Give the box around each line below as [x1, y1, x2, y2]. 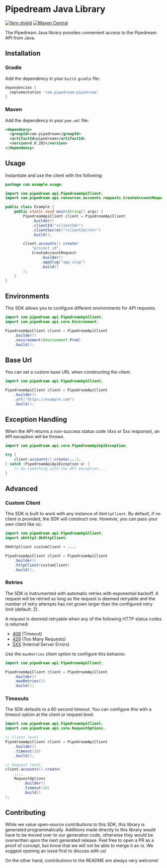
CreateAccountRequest [31, 250, 77, 255]
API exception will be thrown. [5, 434, 65, 440]
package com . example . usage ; [5, 182, 64, 187]
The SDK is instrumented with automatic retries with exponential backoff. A [5, 590, 159, 596]
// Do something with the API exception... [14, 466, 106, 471]
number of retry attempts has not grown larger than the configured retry [5, 601, 153, 607]
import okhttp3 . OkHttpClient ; [5, 536, 68, 541]
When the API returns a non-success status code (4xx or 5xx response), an [5, 428, 160, 434]
